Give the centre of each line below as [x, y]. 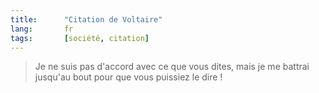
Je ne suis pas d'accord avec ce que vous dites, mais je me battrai [172, 67]
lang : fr [42, 29]
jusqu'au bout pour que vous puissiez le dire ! [128, 77]
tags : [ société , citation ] [80, 38]
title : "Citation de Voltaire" [86, 19]
